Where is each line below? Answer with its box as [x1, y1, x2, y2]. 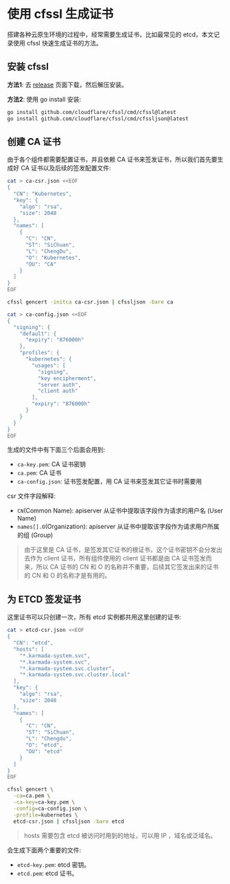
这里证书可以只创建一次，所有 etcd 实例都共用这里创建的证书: [7, 613, 182, 622]
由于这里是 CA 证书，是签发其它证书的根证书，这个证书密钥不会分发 [23, 545, 217, 554]
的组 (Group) [16, 531, 54, 539]
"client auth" [37, 387, 78, 395]
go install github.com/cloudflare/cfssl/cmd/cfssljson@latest [7, 115, 189, 122]
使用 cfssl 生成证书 [7, 6, 114, 22]
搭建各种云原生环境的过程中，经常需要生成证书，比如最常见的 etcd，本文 [7, 30, 214, 38]
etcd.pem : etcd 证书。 [16, 869, 78, 877]
